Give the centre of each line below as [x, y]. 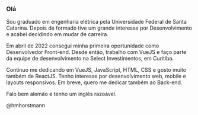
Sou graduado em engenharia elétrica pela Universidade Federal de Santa [96, 22]
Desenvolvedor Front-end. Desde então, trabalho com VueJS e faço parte [96, 52]
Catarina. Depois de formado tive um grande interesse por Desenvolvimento [99, 28]
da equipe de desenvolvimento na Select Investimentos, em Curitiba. [90, 59]
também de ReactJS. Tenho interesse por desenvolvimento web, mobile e [96, 76]
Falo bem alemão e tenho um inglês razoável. [61, 94]
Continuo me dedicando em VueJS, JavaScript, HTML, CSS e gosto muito [96, 70]
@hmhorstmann [26, 106]
